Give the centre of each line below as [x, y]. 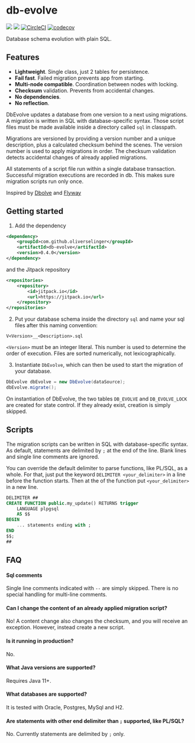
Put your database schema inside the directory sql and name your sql [100, 319]
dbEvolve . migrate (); [32, 387]
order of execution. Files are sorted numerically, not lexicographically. [91, 353]
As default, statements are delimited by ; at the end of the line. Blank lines [96, 450]
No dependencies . [38, 97]
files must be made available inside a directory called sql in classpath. [92, 127]
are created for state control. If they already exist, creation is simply [88, 405]
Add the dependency [40, 226]
